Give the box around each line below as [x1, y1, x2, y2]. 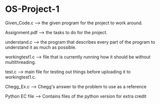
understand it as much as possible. [5, 44, 77, 50]
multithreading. [5, 59, 36, 65]
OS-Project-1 [5, 3, 59, 15]
